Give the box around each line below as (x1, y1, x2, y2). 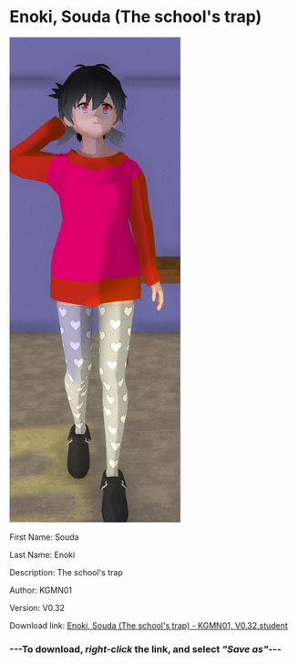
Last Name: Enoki (9, 549, 76, 560)
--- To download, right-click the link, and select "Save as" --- (9, 642, 283, 655)
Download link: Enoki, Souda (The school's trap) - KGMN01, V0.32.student (9, 619, 289, 631)
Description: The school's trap (9, 566, 123, 577)
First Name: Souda (9, 532, 79, 543)
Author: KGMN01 (9, 585, 73, 595)
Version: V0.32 (9, 602, 66, 613)
